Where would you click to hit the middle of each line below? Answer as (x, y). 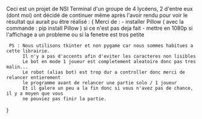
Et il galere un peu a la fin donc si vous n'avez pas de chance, (108, 88)
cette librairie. (28, 51)
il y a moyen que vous (35, 93)
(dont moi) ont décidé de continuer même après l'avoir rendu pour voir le (97, 15)
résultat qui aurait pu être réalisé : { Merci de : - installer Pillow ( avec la (95, 22)
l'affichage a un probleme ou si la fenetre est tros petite (75, 35)
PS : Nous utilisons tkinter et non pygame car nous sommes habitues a (101, 46)
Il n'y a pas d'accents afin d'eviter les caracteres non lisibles (109, 56)
